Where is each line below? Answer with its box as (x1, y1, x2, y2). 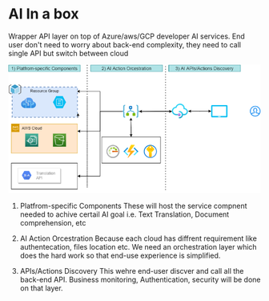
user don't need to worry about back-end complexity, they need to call (8, 39, 242, 49)
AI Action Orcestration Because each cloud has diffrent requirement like (19, 234, 258, 243)
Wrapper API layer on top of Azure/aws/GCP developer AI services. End (8, 31, 246, 41)
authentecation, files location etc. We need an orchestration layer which (19, 242, 258, 252)
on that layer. (19, 283, 63, 293)
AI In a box (8, 5, 79, 23)
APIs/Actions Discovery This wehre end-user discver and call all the (19, 266, 244, 276)
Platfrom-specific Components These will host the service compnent (19, 201, 247, 211)
